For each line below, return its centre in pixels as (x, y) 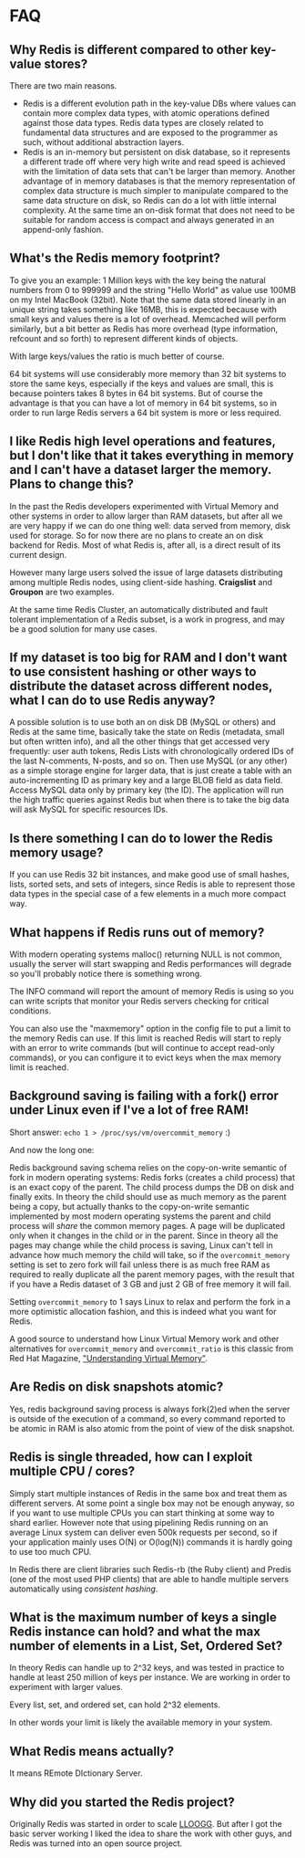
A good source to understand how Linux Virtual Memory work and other (144, 1338)
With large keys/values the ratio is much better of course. (117, 356)
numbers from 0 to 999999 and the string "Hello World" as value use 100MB (152, 289)
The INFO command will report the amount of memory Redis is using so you (152, 992)
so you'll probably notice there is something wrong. (106, 974)
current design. (38, 554)
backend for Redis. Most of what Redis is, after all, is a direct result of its (145, 545)
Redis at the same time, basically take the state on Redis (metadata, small (147, 732)
